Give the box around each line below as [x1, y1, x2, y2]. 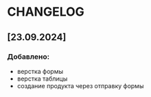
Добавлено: [7, 52, 50, 61]
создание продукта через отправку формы [16, 81, 144, 89]
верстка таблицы [16, 74, 68, 83]
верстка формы [16, 67, 64, 75]
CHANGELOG [7, 4, 84, 20]
